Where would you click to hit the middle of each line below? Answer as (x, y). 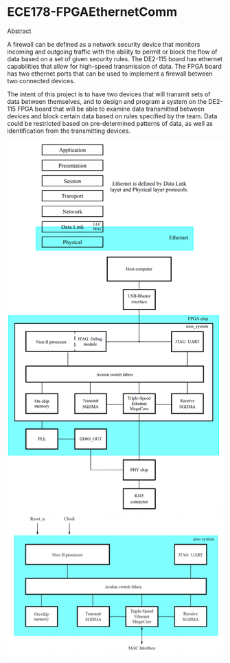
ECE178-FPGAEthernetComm (92, 12)
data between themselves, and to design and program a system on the (107, 101)
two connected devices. (41, 80)
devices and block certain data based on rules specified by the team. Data (112, 116)
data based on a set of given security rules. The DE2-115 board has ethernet (115, 58)
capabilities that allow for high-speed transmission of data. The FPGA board (114, 66)
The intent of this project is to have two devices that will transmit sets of (109, 94)
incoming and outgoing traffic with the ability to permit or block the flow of (112, 52)
